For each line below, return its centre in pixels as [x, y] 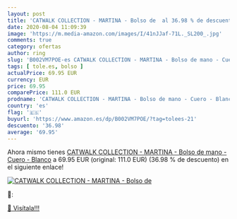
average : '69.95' [33, 132]
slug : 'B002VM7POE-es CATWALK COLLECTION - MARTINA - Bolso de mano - [113, 60]
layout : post [26, 14]
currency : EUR [28, 79]
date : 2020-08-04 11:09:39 [47, 27]
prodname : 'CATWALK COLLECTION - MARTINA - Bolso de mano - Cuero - [110, 100]
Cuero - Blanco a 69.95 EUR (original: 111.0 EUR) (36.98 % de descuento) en [118, 160]
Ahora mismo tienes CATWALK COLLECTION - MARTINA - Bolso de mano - [117, 152]
